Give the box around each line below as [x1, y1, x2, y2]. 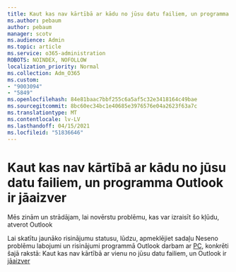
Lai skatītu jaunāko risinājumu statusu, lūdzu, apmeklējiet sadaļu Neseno [7, 234, 219, 243]
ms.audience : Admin [7, 37, 65, 44]
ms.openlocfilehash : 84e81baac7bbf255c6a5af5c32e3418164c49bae [7, 96, 198, 103]
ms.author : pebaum [7, 17, 61, 24]
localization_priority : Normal [7, 63, 100, 70]
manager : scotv [7, 30, 52, 38]
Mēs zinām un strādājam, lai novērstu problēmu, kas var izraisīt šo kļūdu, [7, 213, 220, 222]
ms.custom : [7, 76, 40, 84]
